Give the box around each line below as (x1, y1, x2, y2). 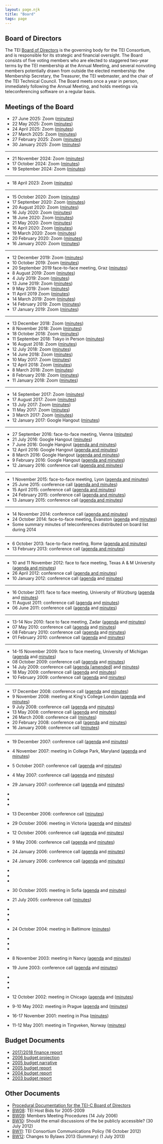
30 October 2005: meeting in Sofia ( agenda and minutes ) (12, 888, 127, 893)
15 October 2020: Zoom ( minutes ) (12, 194, 80, 200)
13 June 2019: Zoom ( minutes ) (12, 281, 73, 286)
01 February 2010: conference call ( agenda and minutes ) (12, 635, 125, 640)
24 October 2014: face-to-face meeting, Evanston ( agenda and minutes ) (12, 516, 157, 522)
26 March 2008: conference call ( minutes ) (12, 715, 97, 720)
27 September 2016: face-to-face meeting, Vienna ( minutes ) (12, 431, 133, 437)
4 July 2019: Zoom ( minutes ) (12, 275, 70, 281)
